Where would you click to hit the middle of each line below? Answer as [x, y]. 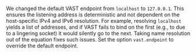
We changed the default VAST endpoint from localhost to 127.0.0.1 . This [95, 8]
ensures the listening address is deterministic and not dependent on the [93, 15]
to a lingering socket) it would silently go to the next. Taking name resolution [98, 33]
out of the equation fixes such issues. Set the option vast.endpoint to [90, 39]
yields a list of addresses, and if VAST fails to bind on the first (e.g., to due [96, 27]
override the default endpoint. [42, 46]
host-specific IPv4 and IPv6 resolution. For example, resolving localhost [94, 21]
